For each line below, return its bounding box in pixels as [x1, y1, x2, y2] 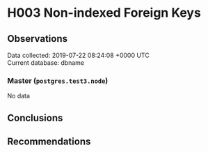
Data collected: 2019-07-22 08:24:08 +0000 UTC [7, 51, 150, 59]
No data [7, 92, 30, 100]
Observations [7, 33, 68, 45]
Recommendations [7, 136, 91, 148]
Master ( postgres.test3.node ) [7, 75, 109, 85]
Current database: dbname [7, 59, 85, 67]
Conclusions [7, 112, 63, 123]
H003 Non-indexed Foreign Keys [7, 5, 202, 21]
